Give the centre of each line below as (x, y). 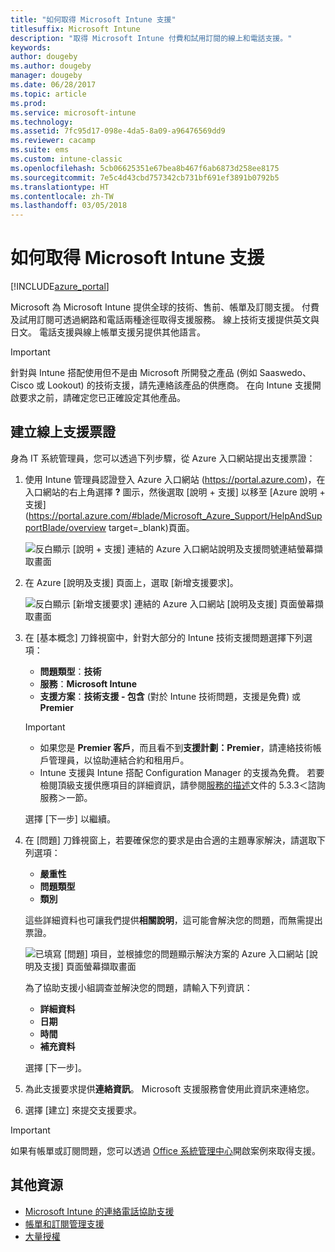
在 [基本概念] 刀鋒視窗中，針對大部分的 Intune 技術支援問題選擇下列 (164, 637)
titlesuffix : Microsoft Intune (75, 29)
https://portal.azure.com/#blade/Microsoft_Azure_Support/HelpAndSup (175, 515)
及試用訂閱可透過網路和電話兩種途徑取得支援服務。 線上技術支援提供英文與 (165, 320)
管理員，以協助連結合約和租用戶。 (119, 760)
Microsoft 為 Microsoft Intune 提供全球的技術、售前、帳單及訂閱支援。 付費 (165, 307)
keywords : (31, 47)
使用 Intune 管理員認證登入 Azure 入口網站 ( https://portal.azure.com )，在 (175, 479)
